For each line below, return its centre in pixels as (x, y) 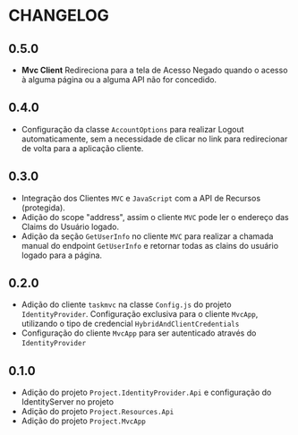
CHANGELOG (59, 16)
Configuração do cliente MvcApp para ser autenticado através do (139, 333)
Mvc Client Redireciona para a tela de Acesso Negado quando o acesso (154, 70)
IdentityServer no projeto (67, 402)
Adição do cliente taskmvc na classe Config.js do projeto (126, 304)
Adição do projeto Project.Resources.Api (98, 412)
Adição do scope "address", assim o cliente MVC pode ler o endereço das (155, 217)
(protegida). (43, 208)
